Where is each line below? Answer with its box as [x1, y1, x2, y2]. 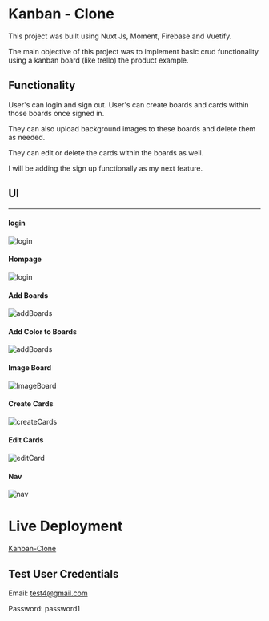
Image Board [8, 362, 52, 373]
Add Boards [8, 290, 49, 300]
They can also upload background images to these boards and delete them [8, 123, 256, 133]
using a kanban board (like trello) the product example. [8, 55, 190, 65]
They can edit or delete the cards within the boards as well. [8, 147, 204, 157]
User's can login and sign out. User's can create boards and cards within [8, 99, 249, 109]
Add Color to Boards [8, 326, 78, 337]
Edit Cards [8, 435, 44, 445]
